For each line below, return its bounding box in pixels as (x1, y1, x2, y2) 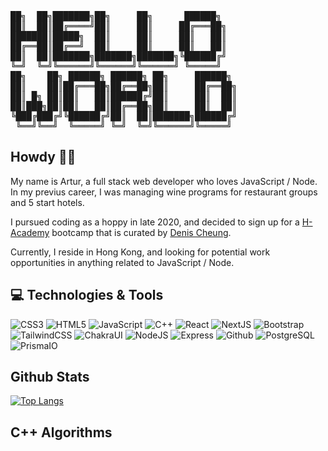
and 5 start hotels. (10, 196, 85, 208)
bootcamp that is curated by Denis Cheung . (51, 226, 232, 238)
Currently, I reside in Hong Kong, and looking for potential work (10, 246, 271, 258)
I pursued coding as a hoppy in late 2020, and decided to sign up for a (10, 216, 300, 228)
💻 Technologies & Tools (10, 287, 164, 304)
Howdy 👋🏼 (10, 149, 77, 166)
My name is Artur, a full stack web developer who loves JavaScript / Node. (10, 175, 318, 187)
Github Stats (10, 369, 90, 386)
